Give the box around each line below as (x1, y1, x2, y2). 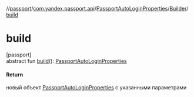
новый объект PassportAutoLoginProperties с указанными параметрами (6, 84, 187, 91)
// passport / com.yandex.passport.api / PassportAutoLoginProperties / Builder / (6, 5, 189, 12)
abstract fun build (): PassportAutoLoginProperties (6, 57, 128, 64)
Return (6, 71, 24, 78)
